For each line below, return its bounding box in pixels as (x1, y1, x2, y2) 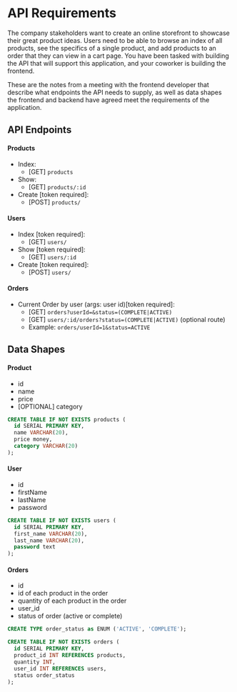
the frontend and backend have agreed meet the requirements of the (7, 95, 210, 104)
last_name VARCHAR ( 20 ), (14, 537, 84, 544)
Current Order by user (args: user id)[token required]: (17, 300, 175, 309)
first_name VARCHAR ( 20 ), (14, 530, 88, 537)
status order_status (14, 671, 75, 679)
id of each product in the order (17, 589, 109, 598)
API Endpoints (7, 124, 72, 136)
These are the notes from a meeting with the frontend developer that (7, 80, 209, 89)
